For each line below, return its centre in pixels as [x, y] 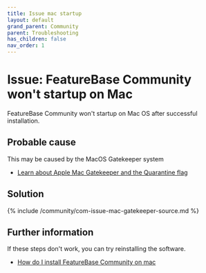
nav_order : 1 [26, 45]
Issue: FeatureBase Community [100, 80]
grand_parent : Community [43, 26]
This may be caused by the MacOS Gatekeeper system [86, 159]
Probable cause [41, 142]
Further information [50, 232]
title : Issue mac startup [44, 13]
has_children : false [37, 39]
